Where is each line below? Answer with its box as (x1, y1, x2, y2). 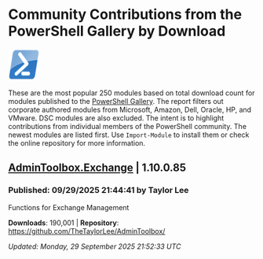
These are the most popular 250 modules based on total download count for (8, 88, 255, 98)
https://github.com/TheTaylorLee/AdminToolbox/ (8, 226, 166, 235)
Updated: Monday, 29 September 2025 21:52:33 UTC (8, 242, 181, 251)
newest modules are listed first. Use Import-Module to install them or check (8, 130, 250, 139)
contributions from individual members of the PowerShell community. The (8, 121, 247, 131)
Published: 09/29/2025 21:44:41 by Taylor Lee (8, 185, 189, 196)
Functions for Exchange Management (8, 202, 130, 212)
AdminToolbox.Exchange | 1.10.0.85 (8, 161, 187, 175)
